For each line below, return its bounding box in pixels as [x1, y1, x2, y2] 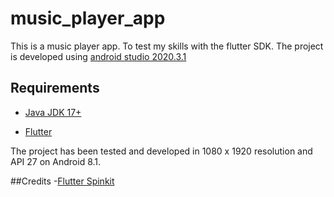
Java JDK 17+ [24, 106, 82, 118]
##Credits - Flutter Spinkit [10, 175, 115, 187]
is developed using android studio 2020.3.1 [10, 50, 187, 62]
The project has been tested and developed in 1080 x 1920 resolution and [10, 145, 313, 157]
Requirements [10, 80, 100, 97]
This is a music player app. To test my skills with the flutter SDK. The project [10, 40, 324, 52]
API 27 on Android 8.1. [10, 155, 102, 167]
